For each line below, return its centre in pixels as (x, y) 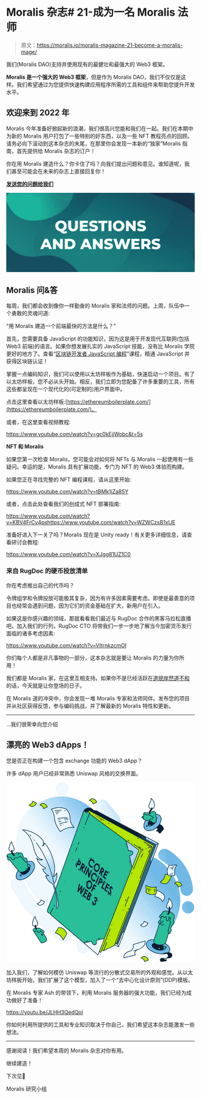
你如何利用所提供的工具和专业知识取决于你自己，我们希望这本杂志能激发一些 (100, 1025)
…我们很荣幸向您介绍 (32, 724)
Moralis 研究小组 (27, 1089)
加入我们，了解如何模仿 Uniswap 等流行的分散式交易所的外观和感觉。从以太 (100, 972)
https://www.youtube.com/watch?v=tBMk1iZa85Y (67, 492)
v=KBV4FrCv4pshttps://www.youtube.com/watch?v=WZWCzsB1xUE (91, 523)
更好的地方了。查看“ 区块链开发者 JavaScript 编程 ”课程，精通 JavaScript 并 (98, 354)
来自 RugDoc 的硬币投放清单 (47, 571)
